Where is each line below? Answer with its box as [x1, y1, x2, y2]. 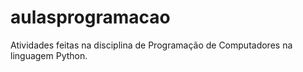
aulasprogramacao [10, 6, 171, 29]
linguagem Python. [10, 49, 88, 61]
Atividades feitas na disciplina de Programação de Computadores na [10, 39, 293, 51]
